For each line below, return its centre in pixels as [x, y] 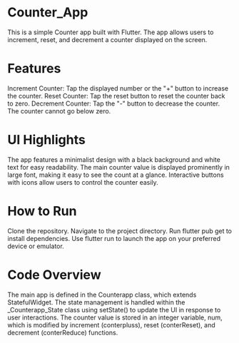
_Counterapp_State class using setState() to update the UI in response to [114, 309]
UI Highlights [46, 140]
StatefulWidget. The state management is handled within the [96, 302]
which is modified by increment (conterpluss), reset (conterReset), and [111, 324]
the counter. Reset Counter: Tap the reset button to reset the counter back [117, 96]
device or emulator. [36, 246]
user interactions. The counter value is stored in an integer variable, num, [115, 317]
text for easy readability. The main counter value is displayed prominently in [119, 167]
